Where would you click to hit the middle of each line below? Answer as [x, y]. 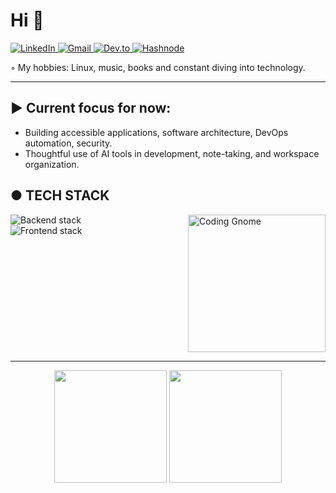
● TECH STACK [60, 195]
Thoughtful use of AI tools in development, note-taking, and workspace [172, 153]
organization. [52, 164]
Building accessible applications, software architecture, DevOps [156, 132]
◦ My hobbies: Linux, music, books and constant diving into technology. [158, 67]
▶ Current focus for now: [91, 108]
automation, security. [68, 143]
